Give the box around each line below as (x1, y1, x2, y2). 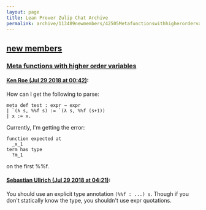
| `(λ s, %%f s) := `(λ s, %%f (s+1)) (6, 107, 105, 114)
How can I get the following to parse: (6, 90, 99, 98)
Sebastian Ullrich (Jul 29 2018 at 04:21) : (6, 176, 111, 184)
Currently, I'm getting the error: (6, 123, 85, 131)
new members (6, 43, 63, 53)
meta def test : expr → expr (6, 102, 81, 108)
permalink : (6, 20, 34, 26)
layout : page (6, 9, 40, 15)
